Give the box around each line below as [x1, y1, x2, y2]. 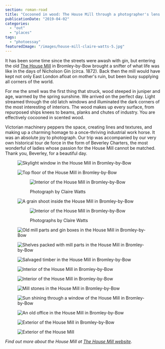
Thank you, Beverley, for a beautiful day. [5, 150, 87, 156]
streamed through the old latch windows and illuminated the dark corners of [5, 98, 160, 104]
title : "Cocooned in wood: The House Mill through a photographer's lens [5, 12, 161, 17]
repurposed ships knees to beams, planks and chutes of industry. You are [5, 109, 156, 115]
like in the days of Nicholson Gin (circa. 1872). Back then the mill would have [5, 68, 161, 74]
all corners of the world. [5, 79, 54, 85]
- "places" [9, 30, 32, 35]
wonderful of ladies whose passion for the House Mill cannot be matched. [5, 145, 156, 151]
